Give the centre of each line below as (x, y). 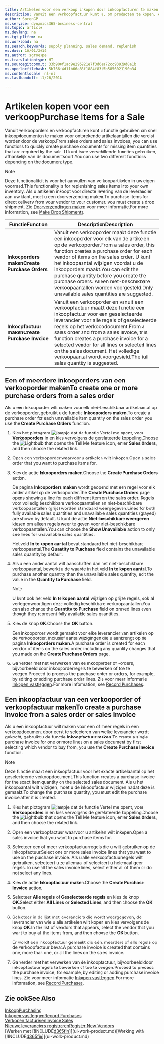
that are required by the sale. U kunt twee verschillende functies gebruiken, (81, 151)
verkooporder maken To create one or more (72, 388)
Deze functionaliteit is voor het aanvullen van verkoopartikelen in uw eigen (80, 181)
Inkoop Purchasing (23, 1010)
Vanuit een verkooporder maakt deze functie (105, 232)
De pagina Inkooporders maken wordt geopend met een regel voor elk (83, 487)
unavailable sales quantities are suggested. (103, 294)
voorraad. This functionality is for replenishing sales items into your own (77, 186)
